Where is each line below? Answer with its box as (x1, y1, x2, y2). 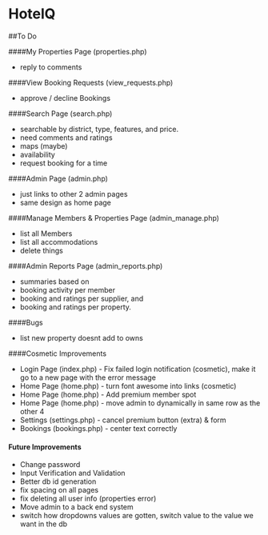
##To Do (8, 31, 38, 41)
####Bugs (8, 317, 43, 327)
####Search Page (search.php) (8, 109, 113, 118)
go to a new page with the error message (19, 373, 156, 382)
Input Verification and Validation (19, 469, 126, 478)
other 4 (19, 406, 45, 416)
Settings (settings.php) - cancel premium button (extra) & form (19, 415, 226, 425)
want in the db (19, 519, 68, 529)
